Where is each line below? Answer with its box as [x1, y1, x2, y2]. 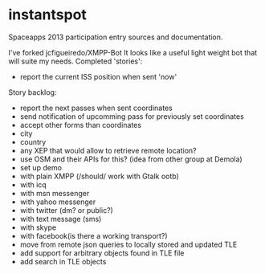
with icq [19, 179, 47, 190]
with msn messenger [19, 188, 90, 198]
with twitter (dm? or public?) [19, 205, 114, 215]
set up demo [19, 162, 63, 172]
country [19, 137, 47, 146]
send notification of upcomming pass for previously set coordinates [19, 111, 245, 121]
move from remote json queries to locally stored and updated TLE [19, 239, 238, 249]
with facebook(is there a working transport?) [19, 231, 168, 240]
